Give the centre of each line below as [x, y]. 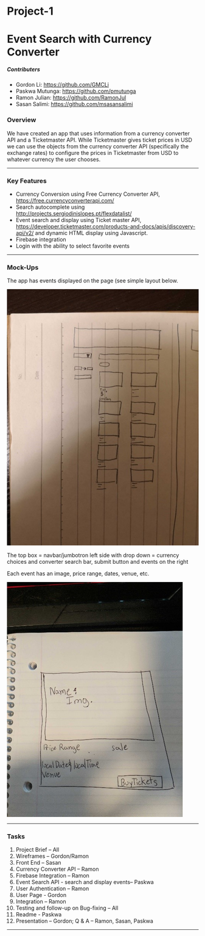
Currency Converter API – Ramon [57, 869]
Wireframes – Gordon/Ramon [52, 856]
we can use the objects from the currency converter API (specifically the [98, 146]
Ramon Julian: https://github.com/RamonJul [71, 98]
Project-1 [30, 11]
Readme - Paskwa [39, 914]
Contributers [23, 69]
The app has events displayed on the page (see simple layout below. [92, 281]
